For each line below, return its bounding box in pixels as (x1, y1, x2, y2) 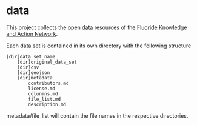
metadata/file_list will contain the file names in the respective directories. (6, 112, 189, 119)
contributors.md (28, 80, 69, 86)
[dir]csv (17, 64, 39, 70)
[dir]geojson (17, 69, 50, 76)
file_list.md (28, 96, 61, 102)
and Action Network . (6, 30, 58, 37)
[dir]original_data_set (17, 59, 78, 65)
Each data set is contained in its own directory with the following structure (6, 42, 192, 49)
